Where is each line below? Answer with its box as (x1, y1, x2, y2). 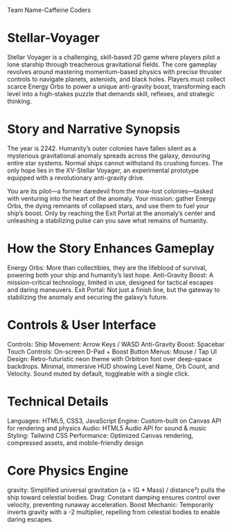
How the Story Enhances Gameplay (7, 241, 215, 257)
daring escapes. (7, 515, 53, 523)
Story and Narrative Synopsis (7, 121, 181, 137)
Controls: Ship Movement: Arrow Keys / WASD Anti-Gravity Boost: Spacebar (7, 340, 225, 348)
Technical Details (7, 394, 109, 409)
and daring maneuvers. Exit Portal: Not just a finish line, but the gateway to (7, 285, 220, 293)
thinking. (7, 97, 33, 105)
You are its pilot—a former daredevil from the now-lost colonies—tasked (7, 187, 213, 195)
